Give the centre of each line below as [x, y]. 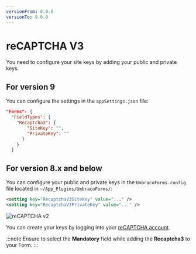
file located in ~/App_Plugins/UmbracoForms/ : [59, 189]
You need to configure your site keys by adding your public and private [92, 62]
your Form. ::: [22, 245]
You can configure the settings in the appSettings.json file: [77, 101]
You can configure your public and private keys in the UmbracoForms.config [96, 182]
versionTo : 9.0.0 [27, 17]
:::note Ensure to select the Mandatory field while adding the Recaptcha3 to [98, 239]
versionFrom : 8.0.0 [30, 11]
